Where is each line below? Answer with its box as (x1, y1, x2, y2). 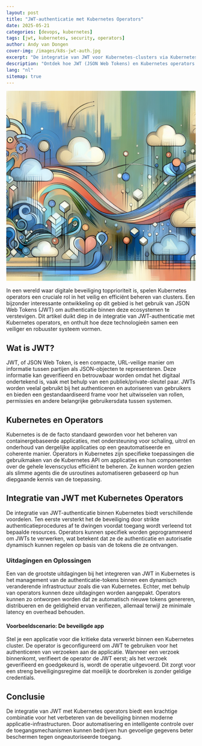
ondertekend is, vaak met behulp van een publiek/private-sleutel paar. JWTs (6, 378, 195, 385)
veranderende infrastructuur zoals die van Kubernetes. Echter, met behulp (6, 583, 191, 590)
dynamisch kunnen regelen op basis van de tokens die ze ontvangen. (6, 541, 179, 548)
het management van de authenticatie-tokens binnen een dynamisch (6, 577, 177, 584)
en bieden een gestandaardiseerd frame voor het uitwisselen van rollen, (6, 391, 185, 398)
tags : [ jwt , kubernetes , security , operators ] (6, 35, 125, 42)
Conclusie (6, 691, 45, 702)
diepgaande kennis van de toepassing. (6, 476, 102, 482)
